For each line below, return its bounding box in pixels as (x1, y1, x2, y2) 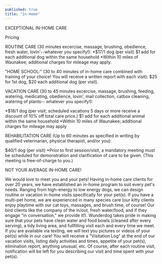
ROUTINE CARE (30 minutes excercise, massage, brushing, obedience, (5, 44, 147, 49)
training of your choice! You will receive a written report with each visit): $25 (5, 74, 157, 79)
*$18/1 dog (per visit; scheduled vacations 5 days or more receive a (5, 108, 140, 114)
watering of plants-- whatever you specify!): (5, 98, 93, 104)
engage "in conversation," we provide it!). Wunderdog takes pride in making (5, 212, 156, 218)
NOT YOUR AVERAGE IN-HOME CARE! (5, 167, 82, 172)
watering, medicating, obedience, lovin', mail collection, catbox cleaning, (5, 93, 150, 99)
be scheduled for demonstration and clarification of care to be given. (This (5, 152, 154, 158)
